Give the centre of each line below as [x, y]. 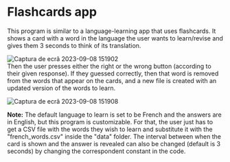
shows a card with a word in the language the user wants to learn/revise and [115, 38]
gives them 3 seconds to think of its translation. [74, 45]
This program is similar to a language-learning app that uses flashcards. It [112, 31]
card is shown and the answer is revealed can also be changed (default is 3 [114, 143]
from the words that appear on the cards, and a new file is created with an [112, 80]
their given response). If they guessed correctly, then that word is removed [113, 73]
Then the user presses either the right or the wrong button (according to [109, 66]
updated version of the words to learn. [61, 88]
